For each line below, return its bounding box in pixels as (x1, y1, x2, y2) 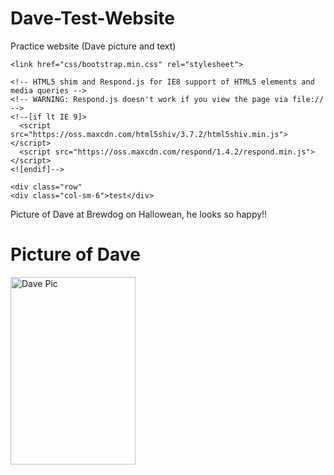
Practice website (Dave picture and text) (10, 40, 177, 52)
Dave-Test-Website (10, 7, 175, 30)
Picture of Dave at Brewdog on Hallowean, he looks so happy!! (10, 208, 268, 220)
